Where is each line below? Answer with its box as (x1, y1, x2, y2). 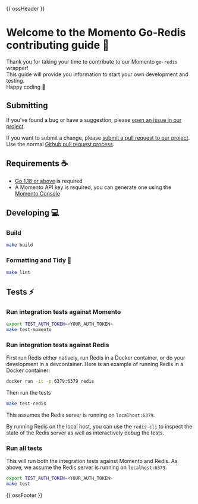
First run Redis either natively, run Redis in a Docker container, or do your (6, 354, 186, 361)
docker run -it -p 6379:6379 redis (6, 379, 95, 385)
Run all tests (6, 444, 43, 452)
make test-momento (6, 326, 52, 332)
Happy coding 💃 (6, 83, 46, 90)
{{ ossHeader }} (6, 5, 45, 12)
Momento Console (14, 190, 61, 197)
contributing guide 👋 (6, 39, 110, 52)
